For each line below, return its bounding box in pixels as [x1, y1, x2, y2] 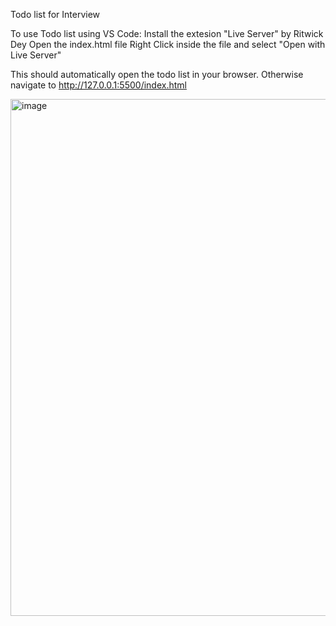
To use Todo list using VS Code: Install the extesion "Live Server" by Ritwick [10, 28, 324, 39]
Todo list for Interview [10, 9, 101, 20]
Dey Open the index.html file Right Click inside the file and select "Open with [10, 39, 326, 50]
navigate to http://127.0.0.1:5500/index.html [10, 79, 187, 91]
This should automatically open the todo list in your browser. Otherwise [10, 69, 304, 80]
